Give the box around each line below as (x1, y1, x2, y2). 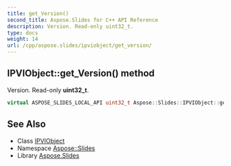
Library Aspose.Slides (16, 151, 80, 159)
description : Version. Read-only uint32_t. (7, 23, 134, 30)
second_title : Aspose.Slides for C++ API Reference (7, 17, 158, 23)
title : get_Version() (7, 10, 69, 17)
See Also (7, 118, 46, 130)
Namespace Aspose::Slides (16, 144, 96, 152)
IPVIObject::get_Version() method (7, 68, 155, 79)
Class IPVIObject (16, 136, 65, 145)
